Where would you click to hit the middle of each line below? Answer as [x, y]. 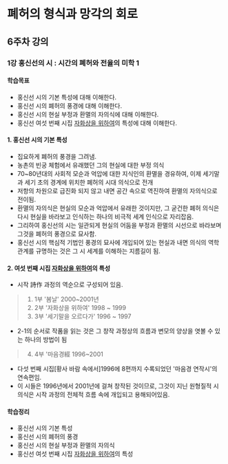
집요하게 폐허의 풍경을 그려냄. [57, 156]
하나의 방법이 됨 [46, 340]
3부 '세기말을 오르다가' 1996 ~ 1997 [83, 316]
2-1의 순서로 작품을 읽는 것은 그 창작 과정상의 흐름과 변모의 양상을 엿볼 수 [115, 331]
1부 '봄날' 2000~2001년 [66, 299]
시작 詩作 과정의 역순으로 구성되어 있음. [70, 285]
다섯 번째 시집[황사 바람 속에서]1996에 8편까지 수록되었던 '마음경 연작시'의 [117, 369]
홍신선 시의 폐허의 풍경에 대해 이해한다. [70, 106]
